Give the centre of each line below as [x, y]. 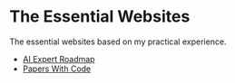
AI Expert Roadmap [59, 59]
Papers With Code [57, 69]
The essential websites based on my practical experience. [118, 41]
